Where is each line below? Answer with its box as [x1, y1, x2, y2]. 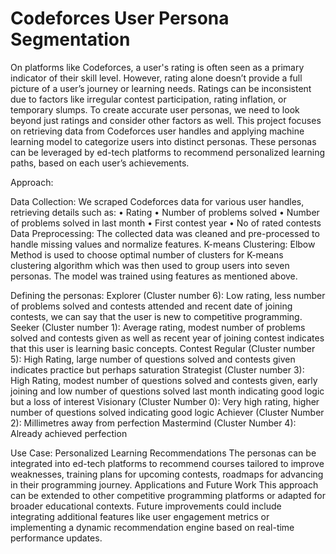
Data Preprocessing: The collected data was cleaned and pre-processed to [10, 227, 320, 239]
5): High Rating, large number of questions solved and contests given [10, 353, 296, 365]
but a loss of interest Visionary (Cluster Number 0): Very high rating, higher [10, 395, 320, 407]
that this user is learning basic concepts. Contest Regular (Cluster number [10, 342, 316, 354]
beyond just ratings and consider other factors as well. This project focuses [10, 114, 322, 126]
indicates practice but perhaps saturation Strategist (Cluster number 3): [10, 363, 305, 376]
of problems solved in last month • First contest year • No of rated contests [10, 217, 322, 229]
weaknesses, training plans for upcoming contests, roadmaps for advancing [10, 468, 324, 480]
